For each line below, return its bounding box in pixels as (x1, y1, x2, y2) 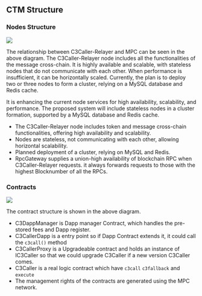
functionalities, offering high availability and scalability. (14, 129, 151, 137)
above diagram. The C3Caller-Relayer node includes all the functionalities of (6, 54, 196, 62)
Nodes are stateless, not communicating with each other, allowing (14, 135, 179, 143)
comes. (14, 258, 34, 265)
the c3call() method (14, 239, 68, 246)
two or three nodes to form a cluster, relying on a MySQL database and (6, 80, 183, 87)
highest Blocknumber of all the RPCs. (14, 167, 108, 175)
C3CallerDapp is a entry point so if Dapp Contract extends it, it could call (14, 232, 196, 239)
